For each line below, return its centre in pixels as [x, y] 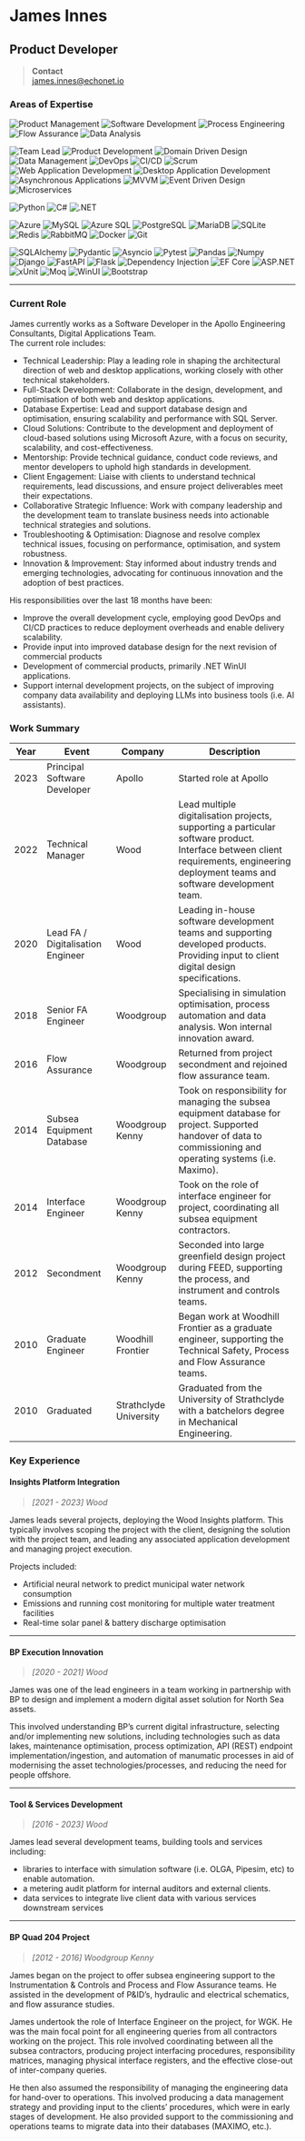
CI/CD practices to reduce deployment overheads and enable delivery [153, 627]
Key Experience [45, 1461]
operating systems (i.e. [227, 1158]
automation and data [222, 1016]
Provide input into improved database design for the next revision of [150, 647]
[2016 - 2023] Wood [70, 1824]
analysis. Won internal [225, 1026]
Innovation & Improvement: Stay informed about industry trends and [149, 563]
